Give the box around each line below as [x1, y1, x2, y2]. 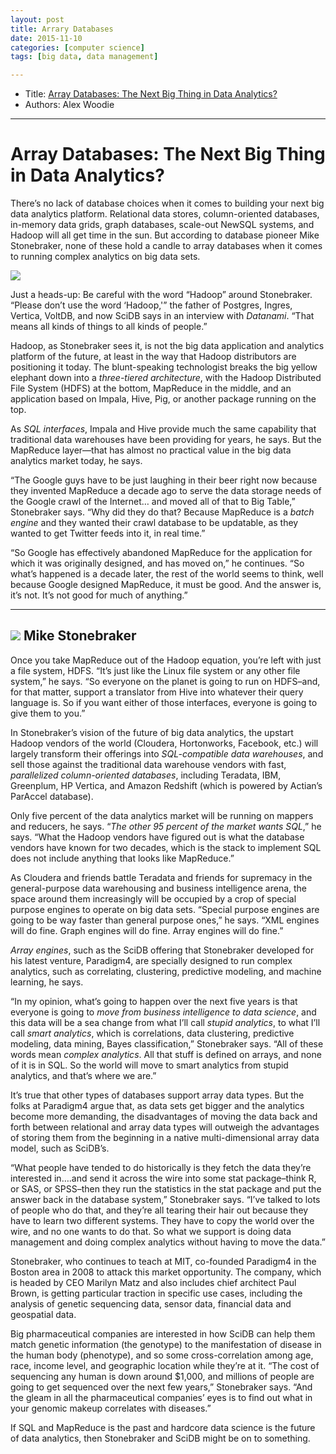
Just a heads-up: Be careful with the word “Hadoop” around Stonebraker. [10, 289, 313, 301]
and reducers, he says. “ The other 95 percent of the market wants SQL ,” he [10, 820, 322, 832]
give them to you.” [10, 707, 86, 719]
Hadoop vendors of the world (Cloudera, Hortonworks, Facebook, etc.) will [10, 737, 319, 749]
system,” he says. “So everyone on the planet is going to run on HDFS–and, [10, 675, 321, 687]
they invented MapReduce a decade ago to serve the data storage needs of [10, 485, 322, 497]
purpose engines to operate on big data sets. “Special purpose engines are [10, 903, 320, 915]
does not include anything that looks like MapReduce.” [10, 852, 235, 864]
